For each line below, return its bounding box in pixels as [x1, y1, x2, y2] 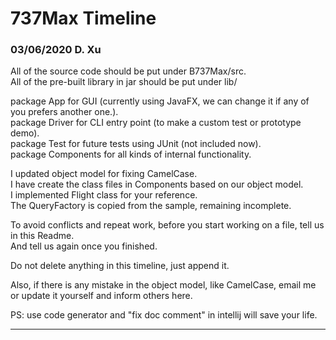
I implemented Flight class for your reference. [10, 189, 198, 201]
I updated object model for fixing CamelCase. [10, 168, 198, 180]
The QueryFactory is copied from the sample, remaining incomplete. [10, 200, 292, 212]
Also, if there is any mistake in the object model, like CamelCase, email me [10, 279, 317, 291]
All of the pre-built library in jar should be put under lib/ [10, 76, 238, 88]
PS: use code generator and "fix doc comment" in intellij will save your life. [10, 309, 318, 321]
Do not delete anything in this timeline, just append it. [10, 260, 230, 272]
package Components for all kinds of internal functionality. [10, 148, 252, 161]
